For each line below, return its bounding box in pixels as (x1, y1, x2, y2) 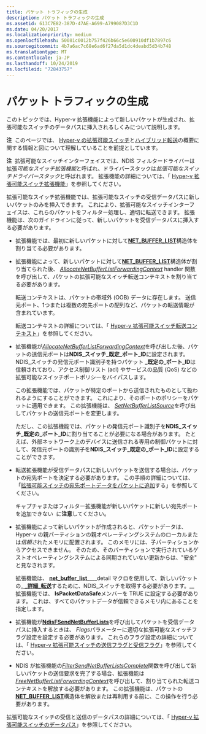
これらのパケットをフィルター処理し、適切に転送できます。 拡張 (32, 209, 195, 216)
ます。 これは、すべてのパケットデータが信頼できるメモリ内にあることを (15, 598, 199, 605)
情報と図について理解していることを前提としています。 (22, 144, 161, 152)
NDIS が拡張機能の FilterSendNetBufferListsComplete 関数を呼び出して (15, 662, 191, 670)
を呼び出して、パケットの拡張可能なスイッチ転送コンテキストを (15, 273, 177, 280)
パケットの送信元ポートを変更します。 (26, 409, 123, 417)
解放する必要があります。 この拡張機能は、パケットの (47, 685, 183, 692)
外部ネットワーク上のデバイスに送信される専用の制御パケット (31, 438, 188, 446)
